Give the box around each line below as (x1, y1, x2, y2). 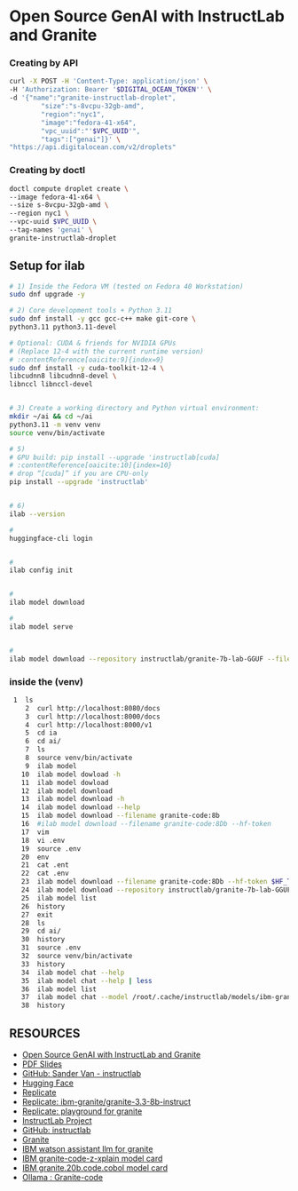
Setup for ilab (9, 258, 86, 274)
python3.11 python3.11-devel (9, 322, 117, 332)
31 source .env (20, 943, 82, 952)
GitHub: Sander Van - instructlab (21, 1068, 142, 1078)
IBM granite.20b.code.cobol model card (21, 1162, 169, 1173)
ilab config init (9, 566, 74, 575)
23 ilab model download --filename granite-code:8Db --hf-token (20, 877, 268, 886)
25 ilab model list (20, 893, 98, 902)
